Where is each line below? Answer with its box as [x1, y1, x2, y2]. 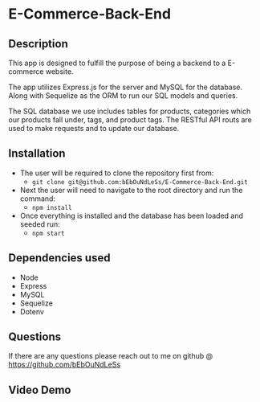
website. [45, 67, 74, 76]
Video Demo [8, 383, 71, 396]
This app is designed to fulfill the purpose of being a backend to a [8, 58, 226, 68]
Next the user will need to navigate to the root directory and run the [19, 185, 243, 195]
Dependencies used [8, 251, 111, 265]
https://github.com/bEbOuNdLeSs [8, 359, 121, 370]
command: [19, 194, 56, 203]
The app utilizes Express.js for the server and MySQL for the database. [8, 82, 243, 92]
